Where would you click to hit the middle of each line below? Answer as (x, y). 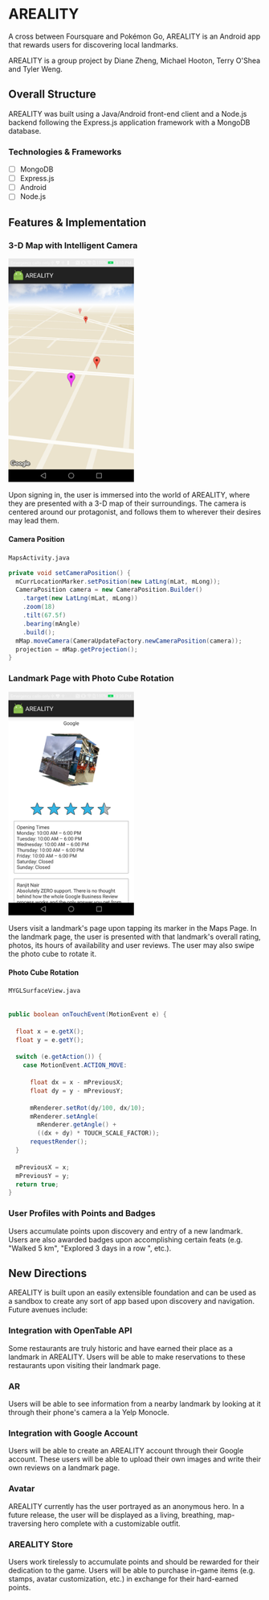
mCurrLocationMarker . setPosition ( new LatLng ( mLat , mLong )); (118, 581)
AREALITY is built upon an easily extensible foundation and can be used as (132, 1292)
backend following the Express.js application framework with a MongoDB (129, 122)
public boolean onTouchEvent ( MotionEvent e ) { (88, 1015)
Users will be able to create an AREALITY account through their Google (126, 1451)
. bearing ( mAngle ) (52, 624)
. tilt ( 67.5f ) (45, 615)
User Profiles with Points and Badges (82, 1213)
